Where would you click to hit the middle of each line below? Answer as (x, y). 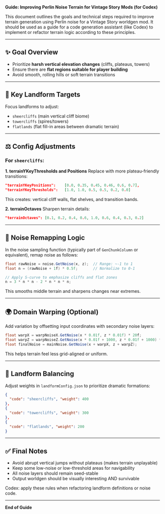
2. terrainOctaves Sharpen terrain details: (47, 209)
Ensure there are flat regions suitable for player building (70, 69)
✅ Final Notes (26, 451)
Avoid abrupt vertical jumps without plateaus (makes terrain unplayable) (85, 463)
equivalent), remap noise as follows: (42, 255)
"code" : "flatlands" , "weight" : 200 (47, 427)
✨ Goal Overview (32, 52)
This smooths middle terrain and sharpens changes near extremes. (73, 291)
